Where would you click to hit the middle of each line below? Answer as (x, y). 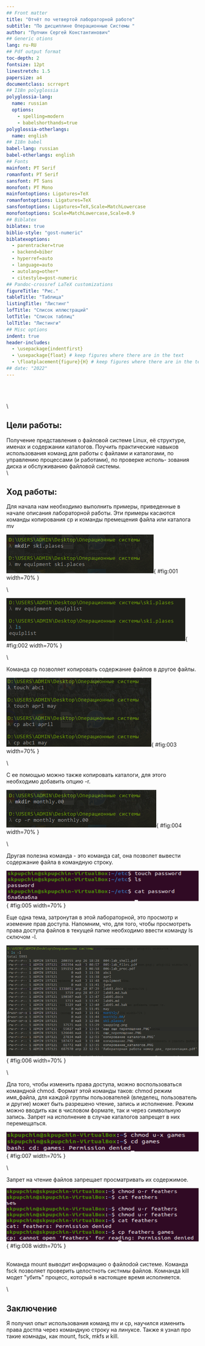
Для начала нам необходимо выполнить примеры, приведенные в (94, 507)
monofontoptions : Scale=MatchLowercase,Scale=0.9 (71, 213)
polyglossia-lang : (30, 97)
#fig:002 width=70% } (34, 646)
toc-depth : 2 (23, 58)
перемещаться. (27, 1124)
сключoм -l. (22, 937)
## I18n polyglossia (33, 91)
